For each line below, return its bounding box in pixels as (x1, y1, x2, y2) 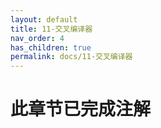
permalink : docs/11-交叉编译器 (10, 52, 133, 62)
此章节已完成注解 (10, 98, 152, 121)
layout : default (10, 14, 78, 25)
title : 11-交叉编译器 (10, 24, 93, 34)
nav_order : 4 (10, 33, 65, 43)
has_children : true (10, 42, 92, 53)
